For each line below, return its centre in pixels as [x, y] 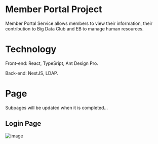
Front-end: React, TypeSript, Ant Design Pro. [52, 63]
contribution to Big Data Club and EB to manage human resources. [74, 28]
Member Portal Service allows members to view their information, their [79, 23]
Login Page [23, 123]
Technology [31, 49]
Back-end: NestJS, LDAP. [32, 73]
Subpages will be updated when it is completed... [56, 107]
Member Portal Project [54, 9]
